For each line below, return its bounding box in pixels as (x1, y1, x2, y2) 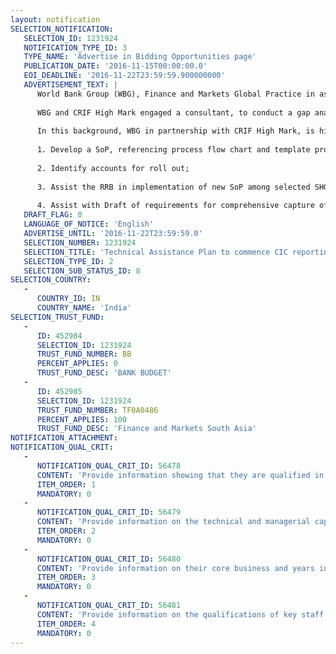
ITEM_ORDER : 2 (36, 526, 97, 536)
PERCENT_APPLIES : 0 (36, 359, 118, 369)
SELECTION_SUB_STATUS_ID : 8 (23, 266, 141, 276)
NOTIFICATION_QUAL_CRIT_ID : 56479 (36, 507, 182, 518)
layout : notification (10, 14, 101, 25)
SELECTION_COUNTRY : (10, 275, 92, 285)
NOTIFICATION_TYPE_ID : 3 (23, 42, 128, 53)
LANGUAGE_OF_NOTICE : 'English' (23, 219, 155, 230)
